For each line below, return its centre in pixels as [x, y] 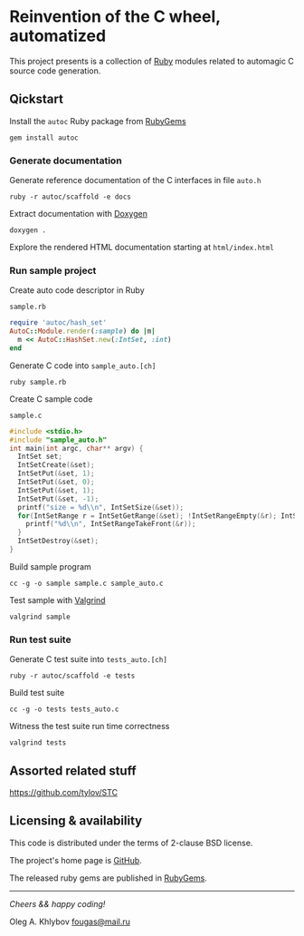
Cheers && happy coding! [57, 903]
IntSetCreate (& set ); [56, 465]
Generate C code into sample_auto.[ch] [83, 366]
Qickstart [36, 99]
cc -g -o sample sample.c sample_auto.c [87, 583]
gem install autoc [44, 138]
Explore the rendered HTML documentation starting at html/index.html [142, 248]
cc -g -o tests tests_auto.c [64, 709]
